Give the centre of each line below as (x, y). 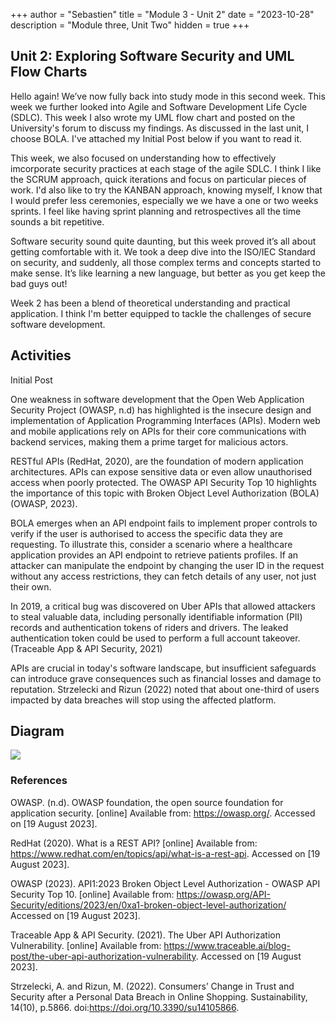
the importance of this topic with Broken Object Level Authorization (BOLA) (165, 493)
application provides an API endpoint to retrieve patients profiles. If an (154, 555)
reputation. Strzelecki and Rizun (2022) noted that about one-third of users (165, 689)
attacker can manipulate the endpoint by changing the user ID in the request (167, 565)
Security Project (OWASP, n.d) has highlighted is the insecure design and (161, 410)
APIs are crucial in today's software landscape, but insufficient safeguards (163, 668)
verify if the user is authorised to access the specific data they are (147, 533)
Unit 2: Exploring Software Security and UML (152, 56)
